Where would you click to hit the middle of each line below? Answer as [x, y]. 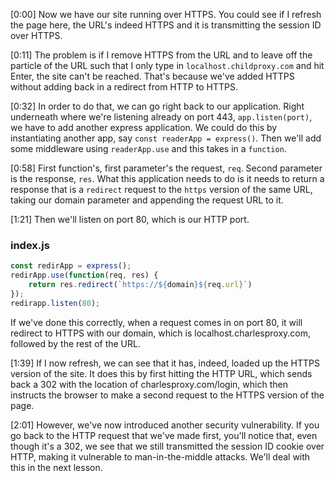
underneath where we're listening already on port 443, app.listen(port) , [161, 117]
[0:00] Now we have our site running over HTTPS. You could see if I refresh [166, 14]
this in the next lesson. [56, 467]
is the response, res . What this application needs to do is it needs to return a [167, 178]
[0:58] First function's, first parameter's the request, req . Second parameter [166, 168]
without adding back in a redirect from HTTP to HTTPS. [124, 87]
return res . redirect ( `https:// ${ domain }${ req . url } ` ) [140, 285]
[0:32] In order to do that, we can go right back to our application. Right [157, 106]
